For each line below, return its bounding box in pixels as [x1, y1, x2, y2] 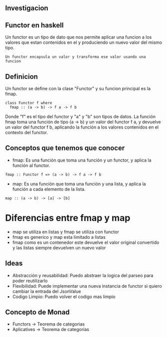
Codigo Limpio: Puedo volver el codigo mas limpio [12, 294, 116, 300]
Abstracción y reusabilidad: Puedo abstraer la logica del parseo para [12, 272, 154, 278]
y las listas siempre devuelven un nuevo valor [12, 244, 106, 251]
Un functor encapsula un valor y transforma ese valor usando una [5, 54, 146, 59]
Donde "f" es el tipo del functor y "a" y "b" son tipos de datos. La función [5, 114, 156, 120]
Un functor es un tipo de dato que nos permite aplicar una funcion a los [5, 34, 152, 40]
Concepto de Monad [5, 308, 70, 316]
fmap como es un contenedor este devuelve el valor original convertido [12, 239, 160, 245]
